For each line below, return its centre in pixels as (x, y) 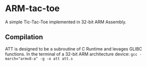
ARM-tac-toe (32, 8)
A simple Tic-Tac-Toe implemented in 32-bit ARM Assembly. (66, 22)
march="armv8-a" (21, 59)
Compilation (24, 37)
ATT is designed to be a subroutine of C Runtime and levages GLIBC (74, 49)
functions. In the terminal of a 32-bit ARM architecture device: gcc (71, 54)
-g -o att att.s (56, 59)
